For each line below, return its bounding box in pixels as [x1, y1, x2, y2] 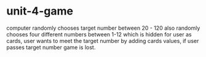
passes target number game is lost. [6, 44, 96, 51]
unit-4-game [6, 4, 74, 18]
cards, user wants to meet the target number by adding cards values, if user [6, 37, 199, 44]
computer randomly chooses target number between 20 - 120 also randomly [6, 24, 200, 32]
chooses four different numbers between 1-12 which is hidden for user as [6, 30, 192, 38]
